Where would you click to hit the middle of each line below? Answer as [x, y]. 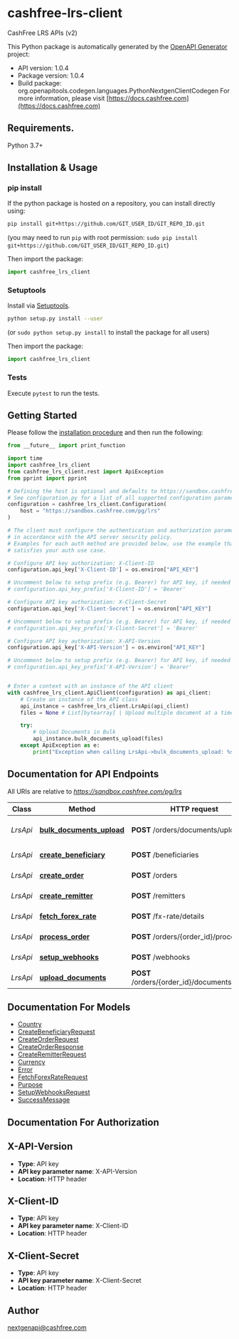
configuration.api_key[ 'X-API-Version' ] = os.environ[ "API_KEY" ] [106, 648]
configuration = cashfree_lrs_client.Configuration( [87, 504]
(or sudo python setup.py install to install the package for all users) [108, 332]
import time [25, 458]
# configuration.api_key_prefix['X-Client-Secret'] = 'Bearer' [103, 628]
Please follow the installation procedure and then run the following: [105, 433]
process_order [65, 936]
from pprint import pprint [47, 478]
